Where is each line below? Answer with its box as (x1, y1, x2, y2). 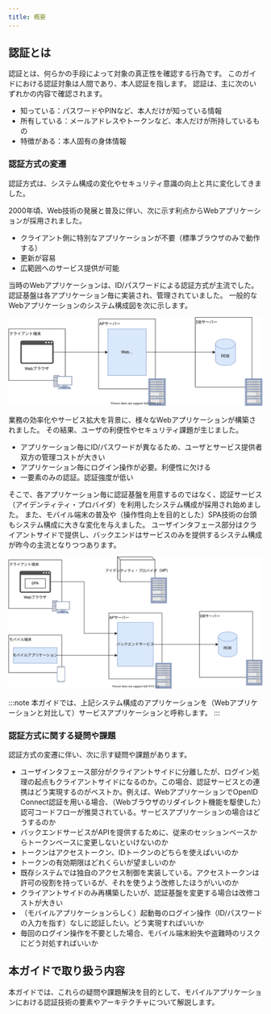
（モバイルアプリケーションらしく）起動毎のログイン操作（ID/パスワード (19, 908, 263, 918)
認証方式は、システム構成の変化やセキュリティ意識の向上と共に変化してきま (8, 178, 262, 188)
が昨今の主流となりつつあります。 (8, 540, 121, 549)
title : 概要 (8, 13, 46, 21)
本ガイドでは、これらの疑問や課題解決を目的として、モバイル (8, 987, 213, 996)
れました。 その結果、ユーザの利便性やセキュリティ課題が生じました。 (8, 424, 244, 435)
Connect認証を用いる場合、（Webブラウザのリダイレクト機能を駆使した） (19, 797, 262, 807)
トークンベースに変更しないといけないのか (27, 837, 169, 847)
